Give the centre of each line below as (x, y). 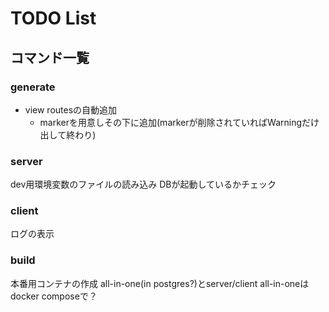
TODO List (53, 18)
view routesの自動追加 (71, 109)
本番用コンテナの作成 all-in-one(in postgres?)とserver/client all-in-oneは (160, 283)
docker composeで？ (54, 296)
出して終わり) (68, 134)
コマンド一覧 (50, 57)
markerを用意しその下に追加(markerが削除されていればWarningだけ (179, 122)
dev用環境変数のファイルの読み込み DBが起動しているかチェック (143, 184)
